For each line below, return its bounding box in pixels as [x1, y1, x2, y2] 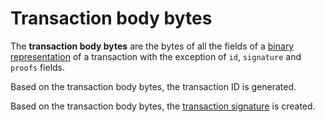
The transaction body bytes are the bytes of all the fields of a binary [10, 40, 295, 52]
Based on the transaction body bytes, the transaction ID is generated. [10, 80, 297, 92]
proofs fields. [10, 61, 66, 73]
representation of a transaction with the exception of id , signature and [10, 50, 302, 62]
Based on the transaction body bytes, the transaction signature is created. [10, 100, 316, 112]
